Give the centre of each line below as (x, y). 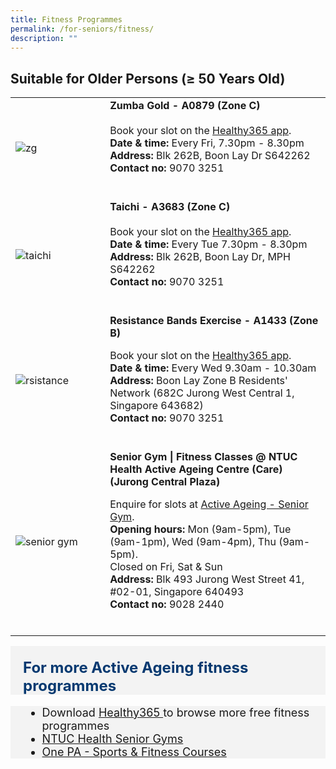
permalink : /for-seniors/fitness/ (82, 29)
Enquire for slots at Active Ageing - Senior (209, 504)
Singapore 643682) (156, 405)
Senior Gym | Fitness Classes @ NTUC (203, 456)
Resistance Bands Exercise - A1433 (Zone (214, 320)
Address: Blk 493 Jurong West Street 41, (207, 579)
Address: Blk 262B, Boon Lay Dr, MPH (200, 256)
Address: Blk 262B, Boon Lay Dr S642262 (210, 155)
